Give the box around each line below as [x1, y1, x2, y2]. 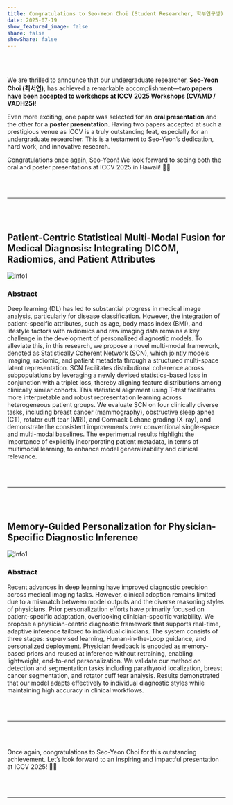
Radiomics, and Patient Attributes [7, 253, 156, 265]
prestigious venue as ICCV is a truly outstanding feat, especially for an [7, 128, 208, 136]
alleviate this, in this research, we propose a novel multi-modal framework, [7, 342, 221, 350]
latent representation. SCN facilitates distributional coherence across [7, 364, 205, 372]
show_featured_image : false [7, 23, 89, 30]
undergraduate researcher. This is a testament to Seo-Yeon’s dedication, [7, 135, 214, 143]
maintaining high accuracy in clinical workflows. [7, 686, 144, 695]
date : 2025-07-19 [7, 17, 58, 24]
